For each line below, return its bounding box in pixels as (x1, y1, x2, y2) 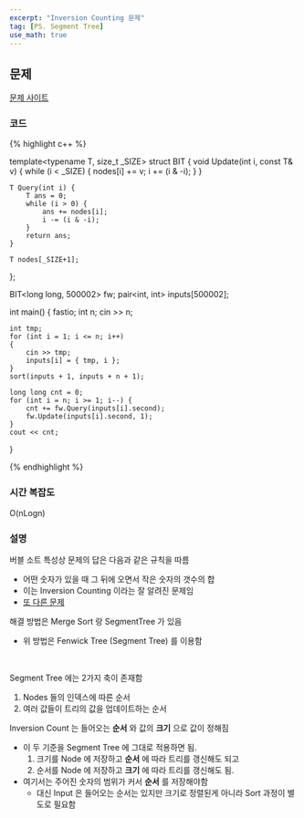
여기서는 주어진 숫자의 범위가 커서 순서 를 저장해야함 (22, 776, 208, 787)
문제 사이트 (9, 92, 49, 103)
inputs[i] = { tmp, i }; (26, 357, 121, 366)
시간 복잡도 (9, 486, 56, 499)
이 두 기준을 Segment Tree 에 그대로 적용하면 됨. (22, 742, 198, 753)
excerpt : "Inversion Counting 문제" (9, 13, 145, 23)
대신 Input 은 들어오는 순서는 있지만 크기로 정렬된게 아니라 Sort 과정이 (36, 788, 286, 799)
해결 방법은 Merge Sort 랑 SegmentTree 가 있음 (9, 616, 183, 627)
